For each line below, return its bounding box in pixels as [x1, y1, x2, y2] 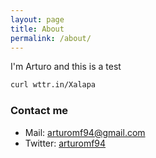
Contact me [10, 104, 69, 118]
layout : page [10, 14, 65, 25]
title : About [10, 24, 65, 34]
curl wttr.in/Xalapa [10, 80, 97, 90]
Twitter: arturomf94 [24, 137, 107, 149]
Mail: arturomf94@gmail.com [24, 126, 146, 138]
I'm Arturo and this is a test [10, 61, 122, 73]
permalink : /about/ [10, 33, 92, 43]
